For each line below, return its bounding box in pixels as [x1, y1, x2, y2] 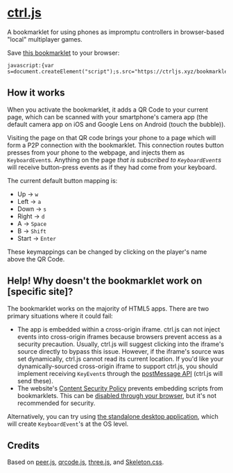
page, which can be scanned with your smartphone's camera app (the [7, 112, 208, 121]
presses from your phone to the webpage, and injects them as [7, 148, 185, 157]
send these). [17, 377, 53, 385]
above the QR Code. [7, 255, 65, 263]
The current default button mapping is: [7, 176, 118, 184]
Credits [7, 439, 40, 452]
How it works [7, 87, 65, 98]
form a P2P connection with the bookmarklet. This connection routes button [7, 141, 224, 149]
